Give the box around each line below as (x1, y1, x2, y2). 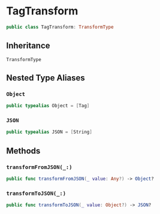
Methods (6, 146, 41, 156)
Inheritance (6, 41, 50, 51)
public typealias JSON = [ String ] (6, 129, 93, 135)
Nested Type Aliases (6, 73, 85, 83)
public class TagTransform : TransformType (6, 24, 114, 30)
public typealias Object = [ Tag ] (6, 103, 90, 109)
